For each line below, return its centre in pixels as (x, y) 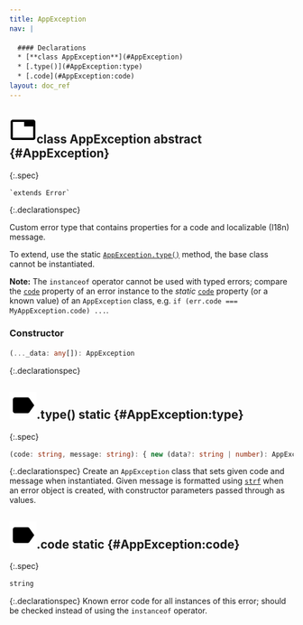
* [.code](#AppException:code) (76, 77)
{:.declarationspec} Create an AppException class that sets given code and (147, 471)
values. (23, 500)
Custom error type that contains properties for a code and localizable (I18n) (150, 227)
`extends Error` (40, 193)
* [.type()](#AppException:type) (80, 67)
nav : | (22, 28)
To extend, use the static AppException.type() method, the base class (139, 254)
